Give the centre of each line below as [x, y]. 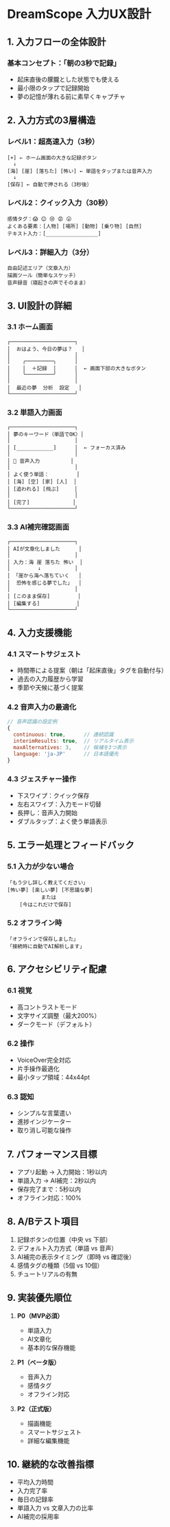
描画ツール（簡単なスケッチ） [43, 276]
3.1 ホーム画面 [30, 327]
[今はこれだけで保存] [46, 904]
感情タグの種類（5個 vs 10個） [60, 1265]
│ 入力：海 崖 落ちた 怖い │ [45, 562]
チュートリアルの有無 [47, 1274]
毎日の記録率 [35, 1499]
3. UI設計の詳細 [39, 306]
